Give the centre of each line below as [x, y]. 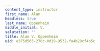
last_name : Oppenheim [27, 23]
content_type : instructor [31, 9]
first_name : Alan [23, 14]
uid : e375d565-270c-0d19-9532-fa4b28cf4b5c [50, 41]
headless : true [21, 18]
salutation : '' [21, 32]
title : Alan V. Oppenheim [31, 37]
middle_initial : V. [25, 28]
